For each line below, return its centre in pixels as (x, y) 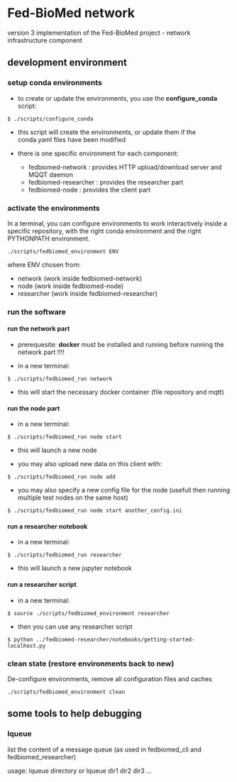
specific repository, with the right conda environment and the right (104, 231)
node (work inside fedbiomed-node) (71, 286)
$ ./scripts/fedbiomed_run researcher (65, 555)
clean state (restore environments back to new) (91, 663)
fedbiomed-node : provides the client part (89, 189)
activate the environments (54, 208)
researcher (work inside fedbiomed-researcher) (88, 293)
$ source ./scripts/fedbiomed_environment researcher (89, 613)
